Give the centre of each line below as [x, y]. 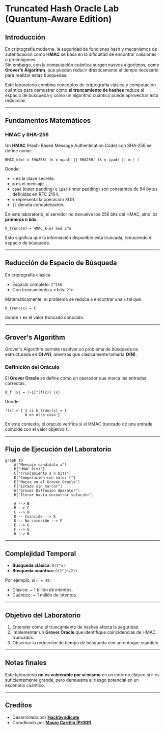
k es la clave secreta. [33, 178]
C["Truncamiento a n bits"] [42, 474]
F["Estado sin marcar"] [38, 487]
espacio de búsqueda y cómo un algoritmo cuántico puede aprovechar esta [82, 95]
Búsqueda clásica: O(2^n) [39, 565]
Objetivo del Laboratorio [43, 615]
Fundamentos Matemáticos [48, 121]
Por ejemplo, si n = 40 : [28, 580]
